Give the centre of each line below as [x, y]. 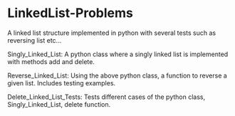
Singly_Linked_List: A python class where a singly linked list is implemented [118, 54]
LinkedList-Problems [70, 13]
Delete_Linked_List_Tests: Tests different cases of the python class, [106, 97]
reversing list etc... [35, 40]
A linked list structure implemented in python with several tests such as [111, 33]
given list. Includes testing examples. [62, 83]
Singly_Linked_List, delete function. [59, 104]
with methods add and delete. [51, 61]
